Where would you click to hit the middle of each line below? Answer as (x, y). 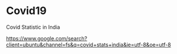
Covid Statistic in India (33, 27)
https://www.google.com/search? (47, 38)
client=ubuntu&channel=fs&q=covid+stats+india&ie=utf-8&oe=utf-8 (89, 45)
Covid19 (26, 11)
